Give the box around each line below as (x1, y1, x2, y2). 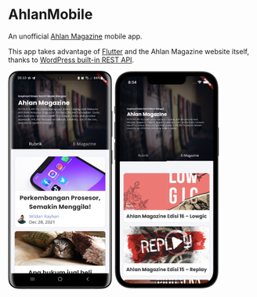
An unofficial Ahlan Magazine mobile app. (8, 31, 143, 41)
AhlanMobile (8, 5, 93, 24)
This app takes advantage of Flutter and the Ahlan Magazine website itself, (8, 46, 249, 56)
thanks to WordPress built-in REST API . (8, 55, 135, 64)
